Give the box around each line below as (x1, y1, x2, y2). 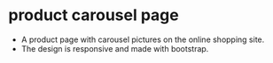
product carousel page (8, 5, 179, 25)
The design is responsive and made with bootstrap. (20, 43, 209, 53)
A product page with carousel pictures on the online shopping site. (20, 34, 265, 45)
